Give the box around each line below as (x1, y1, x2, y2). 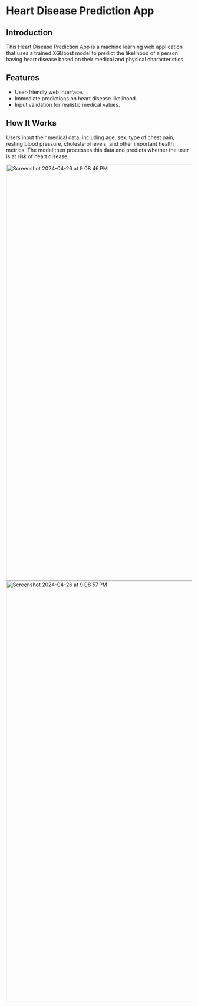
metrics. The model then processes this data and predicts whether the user (6, 146, 189, 153)
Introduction (6, 28, 53, 38)
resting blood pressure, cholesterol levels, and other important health (6, 140, 174, 147)
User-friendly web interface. (14, 88, 84, 96)
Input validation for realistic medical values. (14, 101, 120, 108)
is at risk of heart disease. (6, 152, 69, 160)
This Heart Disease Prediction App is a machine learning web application (6, 43, 183, 50)
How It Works (6, 118, 57, 128)
